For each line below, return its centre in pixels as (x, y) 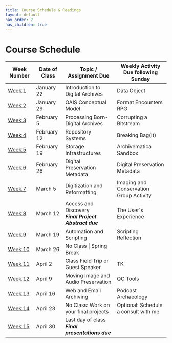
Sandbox (128, 153)
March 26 (48, 250)
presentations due (88, 333)
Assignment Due (89, 76)
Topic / (89, 69)
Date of (48, 69)
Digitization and (84, 186)
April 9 (44, 279)
